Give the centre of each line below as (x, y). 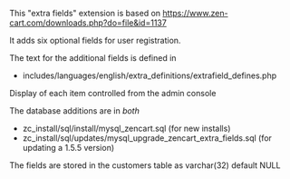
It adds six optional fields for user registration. (95, 40)
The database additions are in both (75, 111)
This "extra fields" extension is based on (85, 13)
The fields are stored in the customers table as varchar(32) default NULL (145, 165)
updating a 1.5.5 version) (68, 148)
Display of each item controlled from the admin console (113, 93)
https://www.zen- (195, 13)
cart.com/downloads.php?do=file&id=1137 (88, 23)
